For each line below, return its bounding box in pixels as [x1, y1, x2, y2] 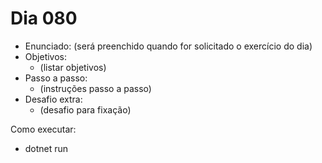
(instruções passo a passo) [39, 82, 152, 94]
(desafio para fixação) [39, 103, 132, 116]
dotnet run [24, 142, 69, 154]
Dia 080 [10, 7, 78, 30]
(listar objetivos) [39, 61, 107, 73]
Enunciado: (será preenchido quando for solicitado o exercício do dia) [24, 40, 313, 52]
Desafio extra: [24, 93, 83, 105]
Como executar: [10, 123, 77, 135]
